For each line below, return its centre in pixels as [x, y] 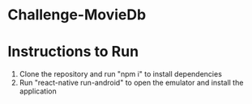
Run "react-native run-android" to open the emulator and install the [131, 83]
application [38, 91]
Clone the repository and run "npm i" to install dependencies [120, 74]
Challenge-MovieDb [77, 15]
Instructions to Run [73, 52]
